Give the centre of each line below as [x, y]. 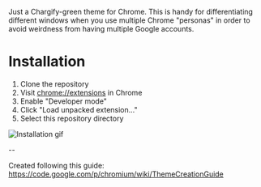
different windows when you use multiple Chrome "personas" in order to [129, 20]
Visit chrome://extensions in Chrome [81, 92]
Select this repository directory [72, 118]
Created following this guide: [56, 165]
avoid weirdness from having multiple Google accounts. [101, 29]
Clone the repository [54, 83]
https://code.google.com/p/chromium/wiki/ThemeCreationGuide [116, 174]
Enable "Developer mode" [64, 101]
